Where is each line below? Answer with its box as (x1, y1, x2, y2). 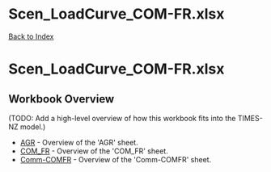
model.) (19, 122, 46, 132)
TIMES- (237, 113, 263, 123)
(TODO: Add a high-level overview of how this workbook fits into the (8, 113, 236, 123)
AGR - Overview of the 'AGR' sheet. (19, 137, 139, 147)
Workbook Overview (8, 92, 115, 106)
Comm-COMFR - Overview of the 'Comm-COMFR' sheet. (19, 154, 212, 164)
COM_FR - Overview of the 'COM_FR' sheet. (19, 146, 168, 156)
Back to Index (8, 31, 54, 41)
